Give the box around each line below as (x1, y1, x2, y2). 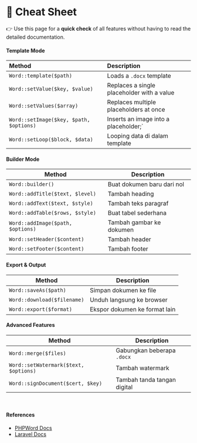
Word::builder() (9, 181, 55, 188)
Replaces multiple (107, 98, 157, 106)
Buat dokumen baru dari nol (107, 180, 185, 188)
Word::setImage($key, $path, (9, 117, 90, 123)
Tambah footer (107, 245, 148, 253)
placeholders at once (107, 106, 165, 114)
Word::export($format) (9, 306, 72, 313)
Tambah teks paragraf (107, 199, 169, 208)
